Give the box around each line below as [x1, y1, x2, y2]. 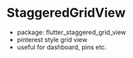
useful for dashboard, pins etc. [16, 43, 107, 51]
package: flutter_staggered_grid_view [16, 28, 127, 36]
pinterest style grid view [16, 35, 88, 43]
